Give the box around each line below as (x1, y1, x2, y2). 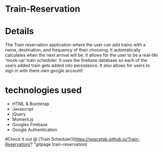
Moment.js (12, 116, 34, 122)
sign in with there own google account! (5, 68, 83, 74)
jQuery (12, 111, 26, 117)
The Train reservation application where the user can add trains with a (5, 42, 146, 48)
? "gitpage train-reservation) (30, 141, 88, 147)
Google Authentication (12, 127, 57, 133)
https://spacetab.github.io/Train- (74, 136, 140, 142)
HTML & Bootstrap (12, 101, 50, 107)
